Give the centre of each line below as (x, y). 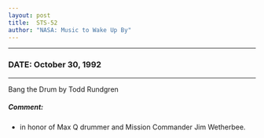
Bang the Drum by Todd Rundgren (64, 89)
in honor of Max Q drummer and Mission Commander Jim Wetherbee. (132, 127)
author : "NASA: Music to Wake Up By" (70, 30)
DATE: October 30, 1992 (55, 65)
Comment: (26, 107)
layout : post (29, 15)
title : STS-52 (33, 23)
